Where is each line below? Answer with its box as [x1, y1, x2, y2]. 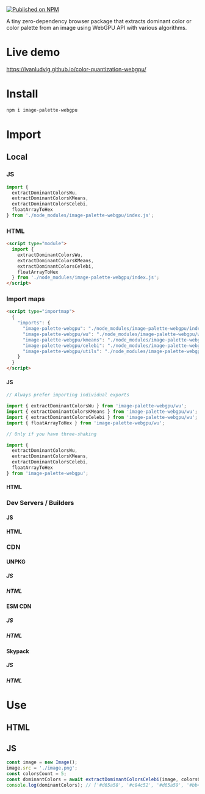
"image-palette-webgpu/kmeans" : [22, 337, 105, 343]
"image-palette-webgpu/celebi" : [22, 342, 105, 349]
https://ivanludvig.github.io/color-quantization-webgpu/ [6, 65, 146, 73]
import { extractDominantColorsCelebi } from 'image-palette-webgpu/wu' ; [6, 414, 198, 420]
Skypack [6, 647, 29, 655]
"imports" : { [17, 320, 51, 326]
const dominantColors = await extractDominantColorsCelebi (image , [6, 776, 179, 782]
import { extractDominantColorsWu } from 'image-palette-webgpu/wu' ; [6, 403, 187, 409]
